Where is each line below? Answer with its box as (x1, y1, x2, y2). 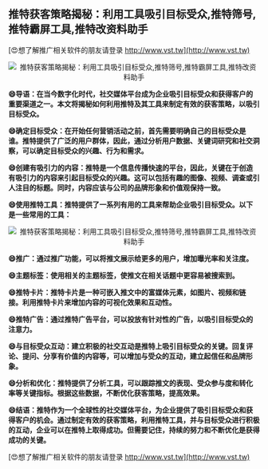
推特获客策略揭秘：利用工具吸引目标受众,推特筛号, (8, 7, 257, 22)
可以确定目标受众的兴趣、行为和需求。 (22, 146, 148, 156)
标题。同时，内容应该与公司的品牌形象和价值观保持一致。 (35, 183, 225, 192)
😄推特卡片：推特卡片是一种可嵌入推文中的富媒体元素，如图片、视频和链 (8, 287, 246, 297)
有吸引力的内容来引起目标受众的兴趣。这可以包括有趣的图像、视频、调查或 (8, 172, 253, 182)
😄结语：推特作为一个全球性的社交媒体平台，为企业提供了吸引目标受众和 (8, 405, 246, 415)
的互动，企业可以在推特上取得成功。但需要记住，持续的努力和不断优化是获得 (8, 425, 260, 435)
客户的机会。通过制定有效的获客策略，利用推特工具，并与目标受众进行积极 (14, 415, 260, 424)
